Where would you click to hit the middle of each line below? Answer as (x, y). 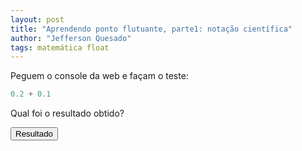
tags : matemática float (60, 47)
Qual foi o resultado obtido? (67, 113)
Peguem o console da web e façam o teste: (99, 76)
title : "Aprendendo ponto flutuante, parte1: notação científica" (151, 29)
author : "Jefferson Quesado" (71, 38)
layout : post (37, 19)
